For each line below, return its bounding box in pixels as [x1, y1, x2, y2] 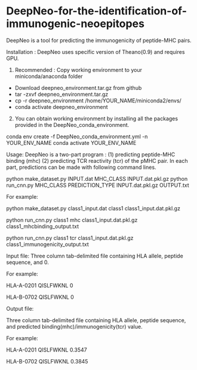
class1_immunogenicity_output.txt [6, 241, 90, 248]
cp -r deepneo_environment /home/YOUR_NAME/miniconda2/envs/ [14, 97, 182, 104]
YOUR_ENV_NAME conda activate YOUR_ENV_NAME [6, 139, 137, 146]
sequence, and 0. [6, 259, 50, 266]
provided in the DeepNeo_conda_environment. [14, 121, 130, 128]
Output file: [6, 305, 34, 312]
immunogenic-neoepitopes [6, 17, 145, 31]
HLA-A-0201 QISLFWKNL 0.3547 [6, 346, 88, 353]
